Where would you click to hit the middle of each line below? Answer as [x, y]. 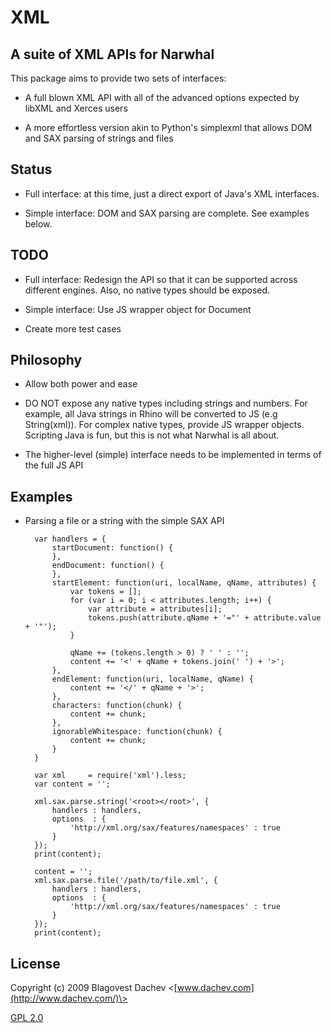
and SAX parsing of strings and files [99, 138]
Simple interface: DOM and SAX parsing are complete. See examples [167, 213]
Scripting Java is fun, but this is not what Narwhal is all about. [152, 435]
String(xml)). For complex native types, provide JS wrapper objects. [164, 425]
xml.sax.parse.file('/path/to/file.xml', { [126, 881]
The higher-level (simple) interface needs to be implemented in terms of [173, 455]
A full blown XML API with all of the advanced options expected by [162, 97]
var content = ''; [72, 784]
